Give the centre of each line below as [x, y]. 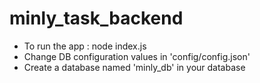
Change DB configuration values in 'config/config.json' [137, 56]
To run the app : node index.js [85, 46]
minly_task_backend [96, 18]
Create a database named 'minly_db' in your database [134, 67]
